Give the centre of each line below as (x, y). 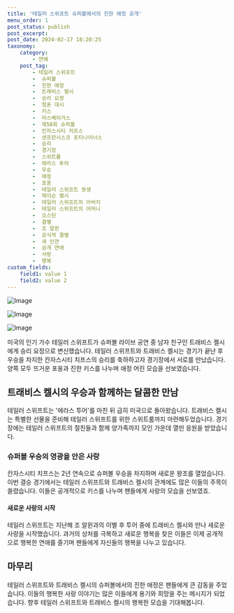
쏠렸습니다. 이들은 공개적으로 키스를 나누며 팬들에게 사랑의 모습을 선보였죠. (109, 491)
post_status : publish (39, 27)
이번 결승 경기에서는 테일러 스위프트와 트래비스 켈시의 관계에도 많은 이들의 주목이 (117, 482)
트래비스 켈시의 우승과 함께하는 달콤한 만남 (93, 392)
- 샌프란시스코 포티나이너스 (67, 137)
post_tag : (34, 66)
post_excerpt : (28, 33)
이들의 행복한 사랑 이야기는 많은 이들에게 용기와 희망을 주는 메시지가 (120, 593)
